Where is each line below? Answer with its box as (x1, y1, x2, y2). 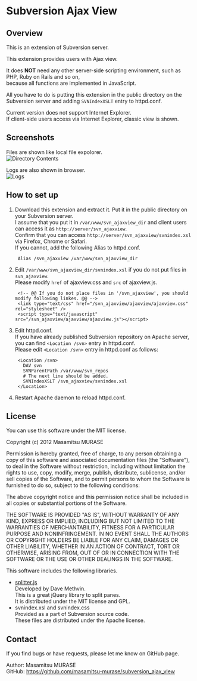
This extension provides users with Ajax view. (6, 56, 118, 62)
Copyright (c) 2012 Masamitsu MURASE (6, 439, 104, 446)
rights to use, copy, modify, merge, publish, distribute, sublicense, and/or (6, 469, 186, 476)
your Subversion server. (14, 212, 74, 219)
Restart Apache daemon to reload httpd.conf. (14, 394, 126, 401)
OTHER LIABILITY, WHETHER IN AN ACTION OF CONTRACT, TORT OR (6, 543, 180, 550)
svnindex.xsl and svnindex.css (14, 604, 90, 611)
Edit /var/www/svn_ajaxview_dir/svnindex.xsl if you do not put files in (14, 266, 186, 273)
